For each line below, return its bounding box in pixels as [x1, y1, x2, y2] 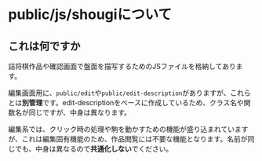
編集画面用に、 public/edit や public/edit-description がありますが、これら [8, 88, 251, 97]
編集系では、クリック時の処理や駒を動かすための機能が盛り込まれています [8, 125, 249, 134]
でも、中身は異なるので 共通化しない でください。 [14, 145, 173, 153]
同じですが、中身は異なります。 [28, 108, 132, 117]
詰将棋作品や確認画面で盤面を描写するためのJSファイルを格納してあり [8, 62, 237, 71]
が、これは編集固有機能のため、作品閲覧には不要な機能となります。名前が [8, 134, 248, 144]
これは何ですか [8, 39, 81, 53]
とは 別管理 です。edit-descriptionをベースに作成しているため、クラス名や [8, 98, 245, 107]
